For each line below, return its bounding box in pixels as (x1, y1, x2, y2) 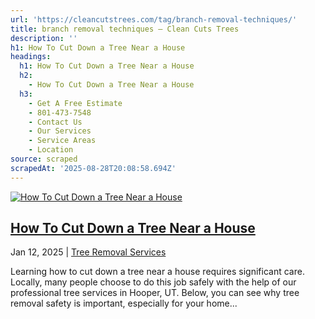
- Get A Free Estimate (28, 98, 123, 108)
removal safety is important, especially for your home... (10, 297, 238, 310)
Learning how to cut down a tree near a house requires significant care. (10, 266, 305, 278)
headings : (10, 52, 52, 62)
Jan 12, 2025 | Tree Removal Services (10, 246, 167, 258)
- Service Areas (28, 136, 97, 146)
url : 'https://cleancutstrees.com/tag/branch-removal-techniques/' (10, 14, 298, 25)
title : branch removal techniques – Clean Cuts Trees (10, 24, 240, 34)
